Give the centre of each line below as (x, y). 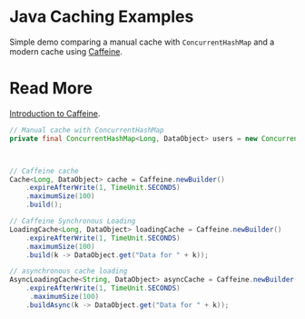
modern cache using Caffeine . (66, 51)
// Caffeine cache (44, 171)
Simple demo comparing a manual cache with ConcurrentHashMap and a (142, 42)
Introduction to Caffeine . (55, 113)
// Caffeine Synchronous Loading (73, 221)
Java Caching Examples (102, 17)
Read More (51, 89)
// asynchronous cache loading (69, 271)
